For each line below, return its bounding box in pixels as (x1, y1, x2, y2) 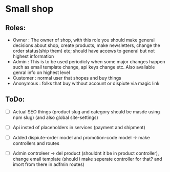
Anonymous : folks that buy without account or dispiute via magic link (12, 80, 160, 86)
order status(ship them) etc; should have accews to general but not (12, 48, 155, 54)
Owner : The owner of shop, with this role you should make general (12, 37, 155, 43)
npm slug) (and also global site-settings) (12, 114, 98, 120)
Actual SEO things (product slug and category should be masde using (12, 108, 160, 115)
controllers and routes (12, 140, 60, 146)
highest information (12, 53, 54, 59)
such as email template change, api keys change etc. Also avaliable (12, 64, 155, 70)
